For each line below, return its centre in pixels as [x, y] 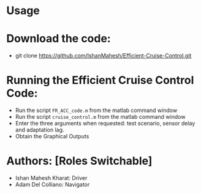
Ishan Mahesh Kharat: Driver [51, 178]
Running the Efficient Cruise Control [100, 80]
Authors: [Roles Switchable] [79, 161]
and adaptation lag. [40, 130]
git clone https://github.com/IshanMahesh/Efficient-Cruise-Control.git [103, 56]
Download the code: [59, 39]
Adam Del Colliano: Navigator [52, 185]
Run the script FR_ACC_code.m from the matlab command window [96, 110]
